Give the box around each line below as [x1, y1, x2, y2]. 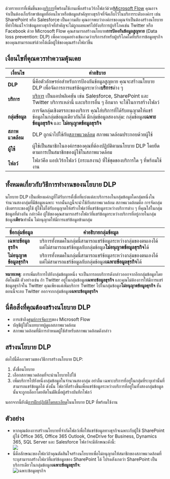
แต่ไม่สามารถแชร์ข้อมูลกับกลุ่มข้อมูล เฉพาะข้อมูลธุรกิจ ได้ [39, 258, 142, 265]
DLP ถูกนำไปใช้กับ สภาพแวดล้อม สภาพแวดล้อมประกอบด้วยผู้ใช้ [32, 131, 153, 138]
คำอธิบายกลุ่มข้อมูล [83, 228, 119, 235]
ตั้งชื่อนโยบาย [12, 366, 35, 372]
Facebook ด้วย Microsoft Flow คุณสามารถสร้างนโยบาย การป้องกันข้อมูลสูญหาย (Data [5, 28, 158, 34]
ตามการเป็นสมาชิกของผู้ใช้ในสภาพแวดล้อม [32, 149, 112, 156]
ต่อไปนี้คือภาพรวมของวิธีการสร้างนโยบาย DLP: [5, 356, 83, 362]
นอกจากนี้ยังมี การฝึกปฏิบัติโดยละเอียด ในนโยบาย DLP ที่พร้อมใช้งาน [5, 399, 118, 405]
